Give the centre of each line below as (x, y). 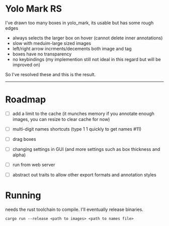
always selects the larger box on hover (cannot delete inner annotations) (88, 38)
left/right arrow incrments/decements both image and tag (72, 48)
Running (23, 195)
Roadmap (26, 100)
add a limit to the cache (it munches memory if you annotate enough (83, 114)
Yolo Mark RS (33, 9)
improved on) (26, 65)
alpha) (19, 155)
